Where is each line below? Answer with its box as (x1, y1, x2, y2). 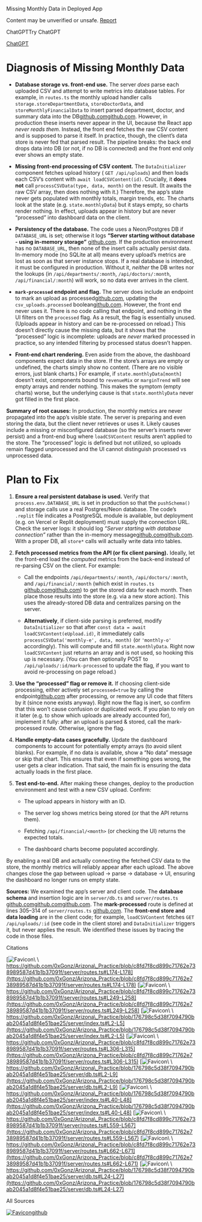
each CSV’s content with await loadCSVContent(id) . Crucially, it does (14, 175, 187, 183)
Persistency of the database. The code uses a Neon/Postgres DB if (14, 225, 184, 233)
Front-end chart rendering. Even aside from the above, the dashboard (14, 351, 191, 358)
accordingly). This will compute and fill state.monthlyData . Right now (23, 642, 195, 649)
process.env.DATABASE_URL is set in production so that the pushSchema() (14, 499, 191, 506)
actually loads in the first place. (14, 768, 93, 775)
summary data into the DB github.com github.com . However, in (14, 112, 168, 120)
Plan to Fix (6, 473, 60, 487)
